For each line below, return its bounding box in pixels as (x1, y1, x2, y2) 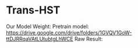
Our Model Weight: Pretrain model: (6, 23, 89, 30)
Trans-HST (6, 4, 61, 17)
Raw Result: (75, 35, 103, 42)
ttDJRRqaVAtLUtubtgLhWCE (6, 35, 74, 42)
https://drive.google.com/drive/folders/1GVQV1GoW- (6, 29, 132, 36)
